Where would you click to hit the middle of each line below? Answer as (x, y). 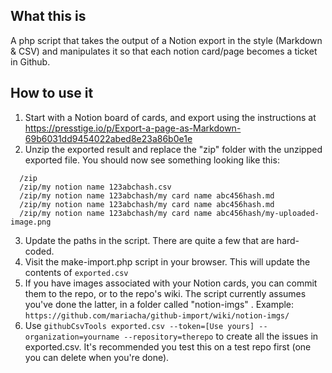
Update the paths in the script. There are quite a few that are (149, 240)
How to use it (52, 93)
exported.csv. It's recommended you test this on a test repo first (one (168, 346)
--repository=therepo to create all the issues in (221, 336)
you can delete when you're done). (97, 357)
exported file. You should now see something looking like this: (152, 160)
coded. (39, 251)
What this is (48, 16)
